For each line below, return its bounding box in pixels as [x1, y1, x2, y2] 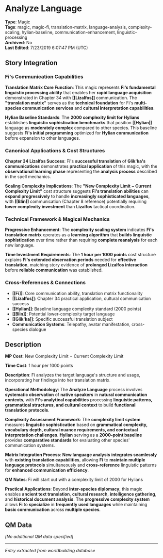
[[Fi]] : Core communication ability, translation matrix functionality [12, 290, 143, 296]
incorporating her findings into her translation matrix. [5, 377, 111, 383]
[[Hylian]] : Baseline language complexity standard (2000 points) [12, 306, 142, 312]
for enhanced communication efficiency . [5, 467, 89, 473]
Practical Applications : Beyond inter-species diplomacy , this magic [5, 486, 143, 492]
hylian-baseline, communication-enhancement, [21, 29, 116, 35]
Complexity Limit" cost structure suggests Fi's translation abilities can [5, 188, 149, 194]
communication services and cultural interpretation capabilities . [22, 105, 155, 111]
